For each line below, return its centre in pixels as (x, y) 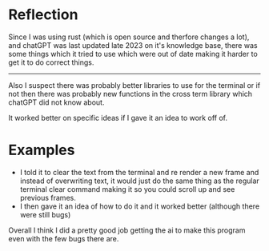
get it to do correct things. (51, 62)
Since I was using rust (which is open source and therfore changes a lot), (129, 37)
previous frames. (48, 197)
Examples (42, 150)
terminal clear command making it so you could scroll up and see (127, 189)
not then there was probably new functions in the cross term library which (130, 94)
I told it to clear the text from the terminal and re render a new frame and (139, 172)
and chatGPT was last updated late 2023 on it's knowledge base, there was (133, 45)
